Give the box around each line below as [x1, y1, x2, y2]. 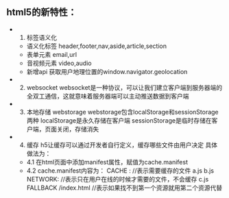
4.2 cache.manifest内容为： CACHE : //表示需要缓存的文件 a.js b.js [26, 166, 214, 175]
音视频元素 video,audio [26, 59, 92, 67]
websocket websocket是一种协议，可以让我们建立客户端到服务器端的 [26, 83, 223, 91]
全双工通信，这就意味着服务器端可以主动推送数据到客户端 [26, 92, 189, 100]
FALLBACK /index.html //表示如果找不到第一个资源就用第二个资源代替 [26, 184, 223, 192]
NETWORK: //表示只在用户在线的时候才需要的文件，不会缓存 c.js [26, 175, 209, 183]
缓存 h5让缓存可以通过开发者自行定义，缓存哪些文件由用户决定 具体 [26, 140, 218, 149]
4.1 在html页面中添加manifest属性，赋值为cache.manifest [26, 158, 188, 166]
